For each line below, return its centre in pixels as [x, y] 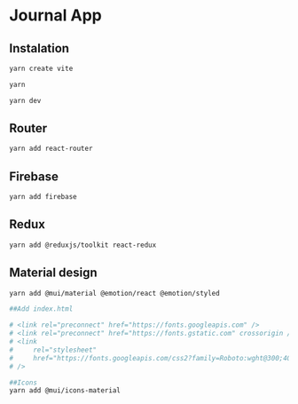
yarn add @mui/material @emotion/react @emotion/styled [114, 293]
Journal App [55, 16]
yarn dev [25, 100]
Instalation [39, 48]
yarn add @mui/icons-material [65, 391]
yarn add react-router [51, 149]
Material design [53, 273]
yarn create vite [41, 68]
